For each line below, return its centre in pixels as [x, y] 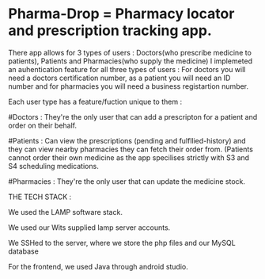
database [24, 251]
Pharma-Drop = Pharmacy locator [121, 14]
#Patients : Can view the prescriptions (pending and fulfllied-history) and [127, 140]
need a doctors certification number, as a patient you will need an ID [119, 78]
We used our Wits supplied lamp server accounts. [89, 227]
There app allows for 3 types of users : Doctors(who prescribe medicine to [130, 52]
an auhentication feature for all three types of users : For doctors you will [127, 69]
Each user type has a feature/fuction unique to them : [95, 101]
